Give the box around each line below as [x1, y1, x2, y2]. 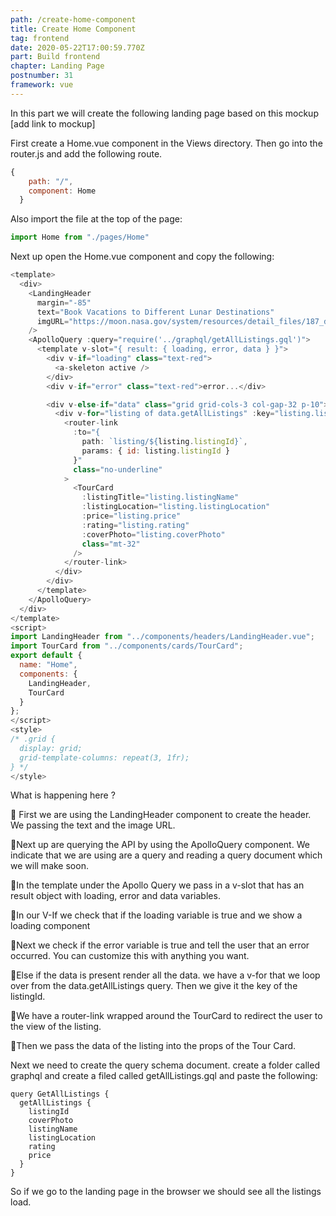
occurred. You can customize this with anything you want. [10, 950, 250, 962]
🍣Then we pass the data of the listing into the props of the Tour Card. [10, 1040, 297, 1052]
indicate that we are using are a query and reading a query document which [10, 849, 323, 861]
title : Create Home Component [10, 24, 137, 34]
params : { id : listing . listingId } [81, 446, 230, 456]
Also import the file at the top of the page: [10, 213, 183, 225]
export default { [10, 651, 83, 661]
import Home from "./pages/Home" [10, 232, 150, 243]
